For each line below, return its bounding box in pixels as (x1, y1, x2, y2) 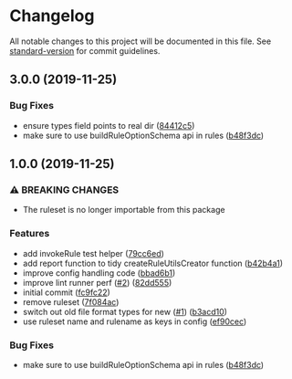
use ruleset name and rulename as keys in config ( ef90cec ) (22, 316, 247, 327)
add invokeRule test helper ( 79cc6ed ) (22, 247, 164, 258)
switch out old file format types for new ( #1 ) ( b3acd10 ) (22, 306, 228, 317)
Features (9, 227, 50, 240)
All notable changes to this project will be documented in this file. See (9, 36, 272, 47)
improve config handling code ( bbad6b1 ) (22, 267, 176, 279)
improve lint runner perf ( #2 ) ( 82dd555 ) (22, 277, 172, 288)
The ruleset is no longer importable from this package (22, 205, 225, 216)
